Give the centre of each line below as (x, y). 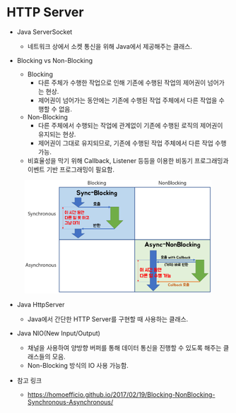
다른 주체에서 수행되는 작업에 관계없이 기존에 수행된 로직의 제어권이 (130, 125)
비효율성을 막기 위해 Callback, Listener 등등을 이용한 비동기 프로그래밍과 (128, 160)
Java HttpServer (41, 305)
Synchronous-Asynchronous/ (70, 402)
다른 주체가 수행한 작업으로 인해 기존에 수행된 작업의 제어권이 (122, 83)
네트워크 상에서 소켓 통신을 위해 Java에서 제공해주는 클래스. (110, 46)
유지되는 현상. (57, 134)
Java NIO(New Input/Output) (58, 333)
